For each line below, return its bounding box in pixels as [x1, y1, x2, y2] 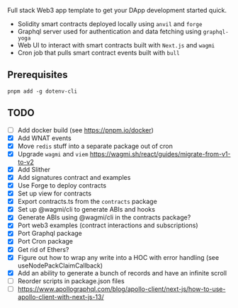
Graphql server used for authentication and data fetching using [17, 28, 202, 35]
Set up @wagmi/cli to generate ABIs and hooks [17, 205, 156, 214]
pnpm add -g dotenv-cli [7, 88, 78, 95]
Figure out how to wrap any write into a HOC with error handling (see [17, 253, 220, 261]
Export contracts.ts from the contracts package [17, 198, 157, 206]
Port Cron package [17, 237, 73, 246]
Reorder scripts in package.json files [17, 276, 125, 285]
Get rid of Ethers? [17, 245, 69, 253]
